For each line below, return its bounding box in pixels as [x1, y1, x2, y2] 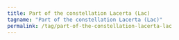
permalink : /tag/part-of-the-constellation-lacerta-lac [7, 22, 172, 29]
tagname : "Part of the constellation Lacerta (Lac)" [7, 16, 163, 23]
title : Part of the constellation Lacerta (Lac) [7, 9, 151, 17]
